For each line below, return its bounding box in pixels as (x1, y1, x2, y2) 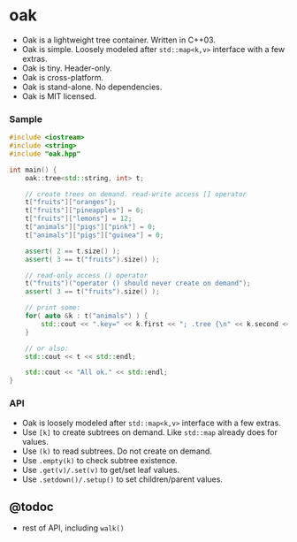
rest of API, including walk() (21, 523, 125, 533)
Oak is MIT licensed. (21, 90, 97, 102)
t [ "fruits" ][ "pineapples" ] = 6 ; (25, 206, 144, 215)
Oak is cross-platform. (21, 72, 104, 82)
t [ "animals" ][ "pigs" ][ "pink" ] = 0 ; (25, 223, 156, 232)
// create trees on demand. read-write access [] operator (25, 189, 247, 199)
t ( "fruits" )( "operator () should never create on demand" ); (25, 279, 251, 288)
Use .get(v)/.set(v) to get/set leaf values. (21, 464, 179, 475)
